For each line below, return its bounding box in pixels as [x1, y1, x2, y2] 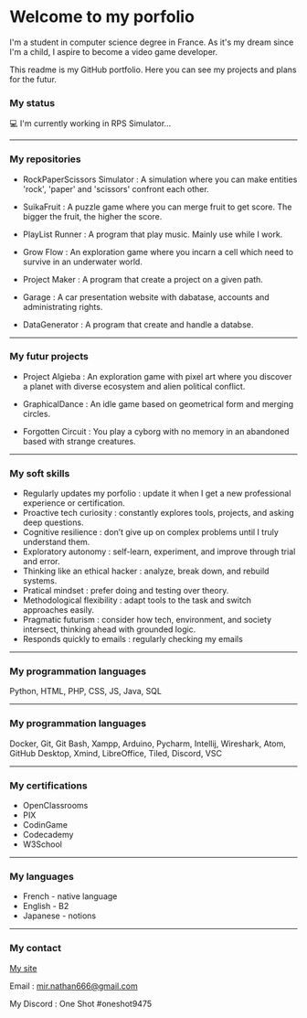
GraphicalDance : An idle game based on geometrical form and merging [22, 398, 294, 409]
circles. [22, 408, 51, 419]
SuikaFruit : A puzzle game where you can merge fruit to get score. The [22, 201, 292, 212]
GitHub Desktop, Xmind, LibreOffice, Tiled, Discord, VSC [9, 747, 222, 758]
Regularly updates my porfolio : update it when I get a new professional [22, 488, 291, 499]
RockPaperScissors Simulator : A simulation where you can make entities [22, 174, 298, 185]
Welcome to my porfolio [9, 6, 195, 27]
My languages [9, 870, 75, 883]
